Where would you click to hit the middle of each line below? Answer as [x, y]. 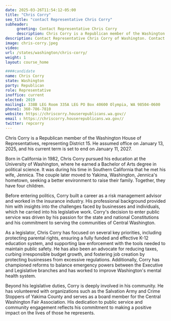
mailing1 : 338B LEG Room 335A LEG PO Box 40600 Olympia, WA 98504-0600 [83, 104]
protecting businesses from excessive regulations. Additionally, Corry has [82, 259]
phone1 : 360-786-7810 [28, 109]
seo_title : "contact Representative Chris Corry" [59, 19]
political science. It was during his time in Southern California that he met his [85, 169]
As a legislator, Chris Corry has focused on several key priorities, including [83, 232]
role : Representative [28, 90]
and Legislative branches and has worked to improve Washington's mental [83, 270]
